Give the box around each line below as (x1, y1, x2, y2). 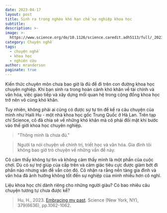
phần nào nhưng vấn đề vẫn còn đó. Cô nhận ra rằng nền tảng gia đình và (5, 167, 157, 173)
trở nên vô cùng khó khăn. (5, 97, 59, 103)
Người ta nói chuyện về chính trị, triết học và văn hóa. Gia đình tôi (17, 142, 152, 147)
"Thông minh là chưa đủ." (17, 132, 70, 138)
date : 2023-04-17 (5, 7, 41, 12)
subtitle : (5, 21, 26, 26)
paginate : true (5, 68, 37, 73)
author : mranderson (5, 63, 46, 68)
